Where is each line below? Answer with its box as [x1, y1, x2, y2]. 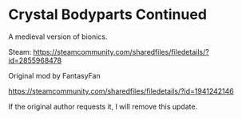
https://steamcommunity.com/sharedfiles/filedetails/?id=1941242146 [8, 86, 234, 96]
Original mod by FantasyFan [8, 71, 101, 80]
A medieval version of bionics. [8, 32, 108, 41]
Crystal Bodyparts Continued [8, 6, 208, 24]
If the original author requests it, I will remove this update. [8, 102, 198, 111]
